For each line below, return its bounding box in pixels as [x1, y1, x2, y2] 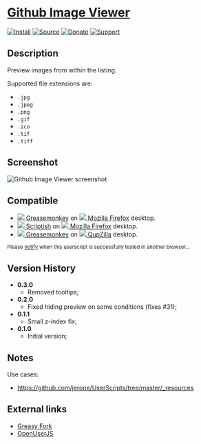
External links [7, 403, 67, 415]
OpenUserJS [17, 429, 54, 437]
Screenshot [7, 157, 59, 168]
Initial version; [27, 332, 67, 341]
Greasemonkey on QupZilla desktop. [25, 230, 138, 239]
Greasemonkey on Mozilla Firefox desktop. [25, 214, 156, 222]
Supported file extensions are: [7, 79, 93, 88]
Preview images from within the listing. [7, 65, 117, 74]
